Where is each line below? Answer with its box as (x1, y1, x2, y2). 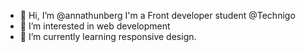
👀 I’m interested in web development (19, 20, 171, 32)
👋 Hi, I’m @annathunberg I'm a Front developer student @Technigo (19, 10, 296, 21)
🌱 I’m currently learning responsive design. (19, 31, 197, 42)
